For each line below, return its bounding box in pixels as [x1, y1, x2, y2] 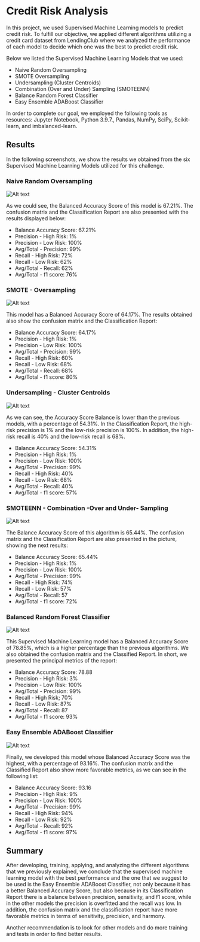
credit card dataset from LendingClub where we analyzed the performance [6, 37, 190, 44]
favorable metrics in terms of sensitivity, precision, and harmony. [6, 913, 166, 920]
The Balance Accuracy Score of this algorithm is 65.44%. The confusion [6, 528, 184, 536]
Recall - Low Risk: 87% [14, 700, 72, 707]
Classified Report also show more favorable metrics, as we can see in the [6, 766, 187, 773]
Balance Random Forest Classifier [14, 92, 99, 99]
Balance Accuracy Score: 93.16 [14, 784, 91, 791]
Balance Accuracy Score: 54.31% [14, 444, 97, 451]
